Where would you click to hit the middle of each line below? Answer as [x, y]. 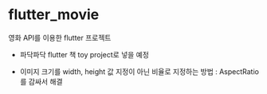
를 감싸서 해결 [41, 81]
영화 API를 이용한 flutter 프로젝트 [60, 37]
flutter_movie [54, 15]
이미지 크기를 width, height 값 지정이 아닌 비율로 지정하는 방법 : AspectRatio [139, 71]
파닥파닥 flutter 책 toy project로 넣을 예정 [84, 54]
